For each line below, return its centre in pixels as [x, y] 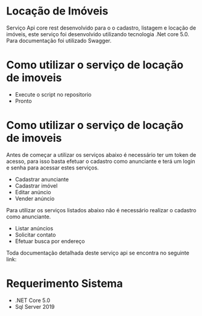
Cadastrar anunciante [42, 179]
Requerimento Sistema [65, 283]
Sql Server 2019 [35, 306]
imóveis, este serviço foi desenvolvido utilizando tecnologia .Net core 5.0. [98, 34]
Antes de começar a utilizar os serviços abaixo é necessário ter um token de [101, 154]
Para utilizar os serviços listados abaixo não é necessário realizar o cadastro [101, 210]
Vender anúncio [35, 198]
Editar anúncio [33, 192]
